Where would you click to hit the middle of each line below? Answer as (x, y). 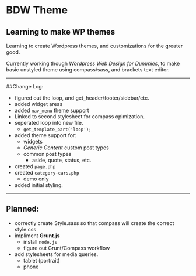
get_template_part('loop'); (57, 130)
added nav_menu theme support (52, 110)
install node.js (40, 241)
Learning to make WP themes (61, 32)
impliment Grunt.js (37, 236)
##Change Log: (25, 86)
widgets (33, 142)
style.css (25, 229)
